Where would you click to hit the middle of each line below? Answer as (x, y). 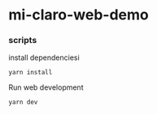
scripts (23, 40)
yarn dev (23, 103)
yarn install (31, 73)
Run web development (46, 87)
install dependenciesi (44, 57)
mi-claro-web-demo (78, 15)
